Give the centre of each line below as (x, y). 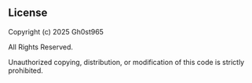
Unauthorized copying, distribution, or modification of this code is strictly (126, 62)
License (28, 13)
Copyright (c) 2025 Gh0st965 (56, 31)
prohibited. (26, 70)
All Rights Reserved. (40, 47)
